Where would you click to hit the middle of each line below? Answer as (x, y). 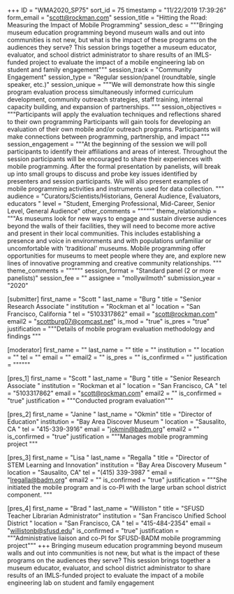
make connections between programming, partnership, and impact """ (109, 137)
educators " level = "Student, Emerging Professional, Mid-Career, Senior (111, 203)
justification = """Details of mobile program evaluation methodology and (111, 329)
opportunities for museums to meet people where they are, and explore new (117, 256)
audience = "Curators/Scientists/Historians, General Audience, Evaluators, (114, 196)
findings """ (24, 336)
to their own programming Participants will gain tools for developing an (109, 122)
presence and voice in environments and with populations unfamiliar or (109, 241)
